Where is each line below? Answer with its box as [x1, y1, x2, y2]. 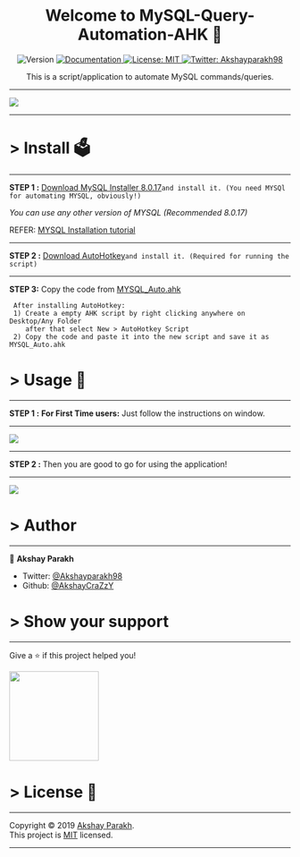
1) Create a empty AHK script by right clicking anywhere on [12, 309, 246, 318]
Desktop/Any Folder [9, 317, 82, 326]
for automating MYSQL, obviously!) [9, 191, 142, 200]
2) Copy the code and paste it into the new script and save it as [12, 332, 270, 341]
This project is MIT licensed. [9, 829, 113, 840]
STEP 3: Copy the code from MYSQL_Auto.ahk [9, 284, 181, 294]
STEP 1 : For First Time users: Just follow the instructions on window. [9, 408, 265, 419]
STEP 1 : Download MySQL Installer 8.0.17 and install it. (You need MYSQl [9, 182, 286, 192]
